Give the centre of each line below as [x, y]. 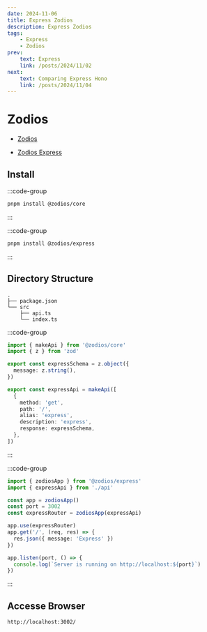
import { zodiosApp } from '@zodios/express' [74, 481]
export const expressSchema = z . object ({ [68, 364]
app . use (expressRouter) [42, 526]
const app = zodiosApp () [43, 500]
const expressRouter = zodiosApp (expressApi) [74, 513]
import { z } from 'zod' [43, 352]
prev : [15, 53]
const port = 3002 [34, 506]
